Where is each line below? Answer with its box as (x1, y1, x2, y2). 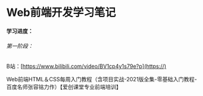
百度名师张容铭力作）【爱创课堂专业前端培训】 (6, 83, 122, 90)
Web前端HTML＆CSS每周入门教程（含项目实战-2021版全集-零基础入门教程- (6, 75, 197, 83)
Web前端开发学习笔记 (6, 6, 116, 20)
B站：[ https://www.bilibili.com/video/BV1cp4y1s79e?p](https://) (6, 62, 167, 70)
